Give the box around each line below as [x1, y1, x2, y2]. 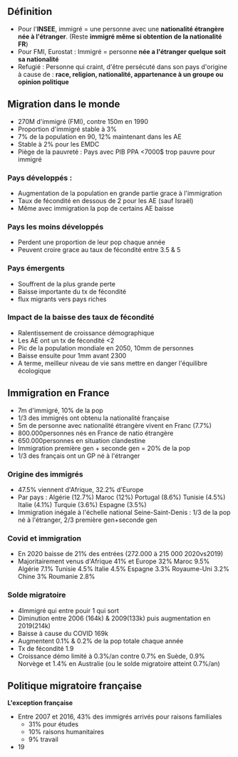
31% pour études [28, 720, 79, 729]
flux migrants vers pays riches [17, 295, 107, 303]
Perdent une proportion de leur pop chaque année [17, 238, 166, 246]
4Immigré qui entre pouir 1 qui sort [17, 606, 120, 615]
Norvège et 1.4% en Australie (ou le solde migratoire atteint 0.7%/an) [17, 659, 221, 668]
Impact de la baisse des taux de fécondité [7, 313, 155, 323]
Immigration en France [7, 387, 110, 400]
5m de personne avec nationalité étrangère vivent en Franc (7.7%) [17, 421, 212, 429]
